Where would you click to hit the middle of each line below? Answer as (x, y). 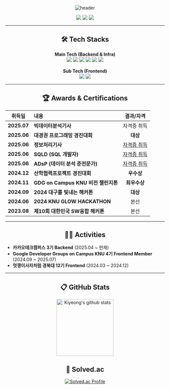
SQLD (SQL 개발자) (56, 154)
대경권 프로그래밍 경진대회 (63, 135)
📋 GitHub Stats (85, 287)
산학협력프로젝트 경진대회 (62, 173)
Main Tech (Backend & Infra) (85, 54)
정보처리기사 (48, 145)
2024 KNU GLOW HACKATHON (72, 201)
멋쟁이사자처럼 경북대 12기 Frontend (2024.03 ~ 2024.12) (71, 266)
